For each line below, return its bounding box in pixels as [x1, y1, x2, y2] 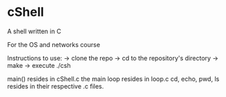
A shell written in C [7, 27, 61, 35]
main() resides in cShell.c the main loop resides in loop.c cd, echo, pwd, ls [7, 74, 220, 83]
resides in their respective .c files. [7, 82, 104, 90]
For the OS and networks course [7, 40, 101, 48]
